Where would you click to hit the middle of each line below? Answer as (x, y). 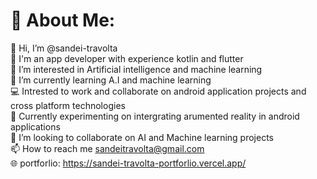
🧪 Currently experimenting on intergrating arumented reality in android (155, 116)
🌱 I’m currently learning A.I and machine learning (111, 80)
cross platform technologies (68, 105)
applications (35, 126)
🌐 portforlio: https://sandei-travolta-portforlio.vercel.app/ (128, 163)
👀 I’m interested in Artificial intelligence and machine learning (136, 69)
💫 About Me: (63, 20)
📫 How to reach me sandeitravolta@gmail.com (107, 148)
